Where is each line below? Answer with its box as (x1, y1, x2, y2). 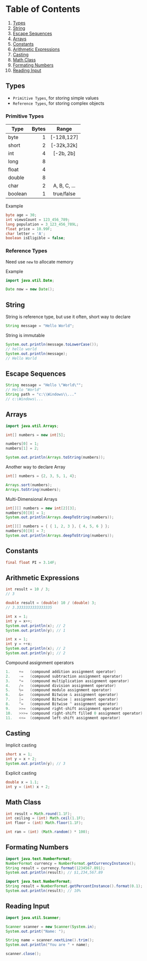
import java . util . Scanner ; (5, 915, 61, 920)
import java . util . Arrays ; (5, 423, 59, 428)
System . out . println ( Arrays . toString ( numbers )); (5, 455, 106, 460)
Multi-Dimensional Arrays (5, 496, 58, 502)
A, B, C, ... (53, 182, 76, 189)
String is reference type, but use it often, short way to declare (5, 314, 131, 320)
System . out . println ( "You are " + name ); (5, 942, 90, 948)
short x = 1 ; (5, 752, 33, 757)
